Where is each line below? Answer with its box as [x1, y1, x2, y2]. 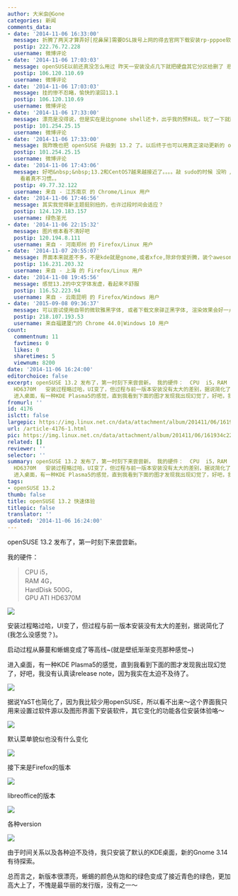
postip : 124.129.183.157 [13, 208, 87, 215]
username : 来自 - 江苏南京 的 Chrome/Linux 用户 [13, 188, 150, 195]
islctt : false [7, 412, 50, 419]
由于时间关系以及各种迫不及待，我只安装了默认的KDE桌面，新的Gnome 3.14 [7, 848, 228, 856]
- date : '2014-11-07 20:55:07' [7, 247, 100, 255]
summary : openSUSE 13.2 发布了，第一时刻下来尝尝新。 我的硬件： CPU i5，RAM [7, 458, 227, 465]
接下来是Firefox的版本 [7, 763, 72, 771]
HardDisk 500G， [24, 586, 76, 594]
